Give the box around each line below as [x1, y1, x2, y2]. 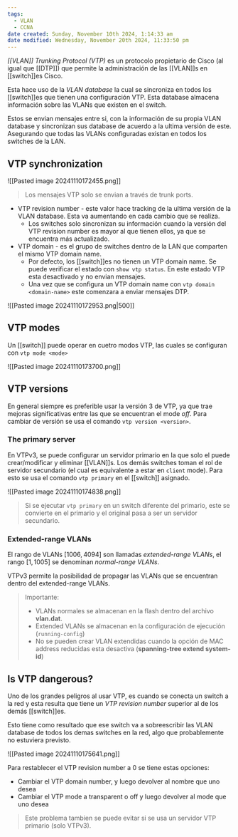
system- [205, 645, 231, 653]
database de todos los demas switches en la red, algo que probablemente [7, 728, 224, 737]
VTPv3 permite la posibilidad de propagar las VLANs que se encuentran [7, 571, 218, 581]
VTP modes [7, 322, 60, 334]
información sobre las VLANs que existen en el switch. [7, 100, 167, 109]
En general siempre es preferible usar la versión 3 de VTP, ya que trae [7, 402, 213, 410]
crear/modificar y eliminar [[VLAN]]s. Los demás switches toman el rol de [7, 458, 222, 467]
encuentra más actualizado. [28, 234, 110, 243]
